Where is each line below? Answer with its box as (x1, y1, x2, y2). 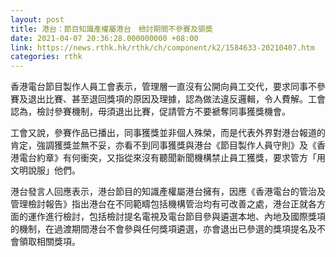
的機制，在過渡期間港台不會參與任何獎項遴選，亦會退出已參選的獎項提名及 (10, 223, 317, 235)
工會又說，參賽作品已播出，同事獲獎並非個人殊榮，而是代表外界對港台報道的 (10, 127, 326, 139)
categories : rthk (10, 52, 83, 62)
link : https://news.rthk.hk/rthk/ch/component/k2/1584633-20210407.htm (10, 42, 315, 53)
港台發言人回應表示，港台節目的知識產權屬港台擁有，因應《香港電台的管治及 (10, 186, 326, 198)
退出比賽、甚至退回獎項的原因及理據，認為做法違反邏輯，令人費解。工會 (27, 93, 326, 105)
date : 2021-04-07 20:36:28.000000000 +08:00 (10, 33, 199, 43)
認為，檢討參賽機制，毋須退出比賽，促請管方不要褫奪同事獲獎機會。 (10, 106, 291, 118)
